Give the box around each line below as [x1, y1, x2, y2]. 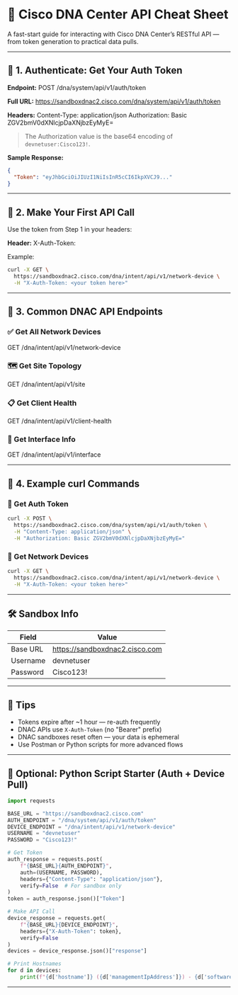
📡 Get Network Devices [7, 552, 89, 562]
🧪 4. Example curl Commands [7, 477, 140, 489]
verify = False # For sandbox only [20, 882, 122, 889]
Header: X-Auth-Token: [7, 239, 76, 247]
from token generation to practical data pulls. [7, 37, 139, 45]
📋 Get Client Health [7, 398, 77, 408]
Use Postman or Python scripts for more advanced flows [17, 740, 183, 749]
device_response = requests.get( [7, 915, 106, 922]
